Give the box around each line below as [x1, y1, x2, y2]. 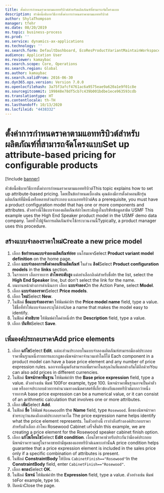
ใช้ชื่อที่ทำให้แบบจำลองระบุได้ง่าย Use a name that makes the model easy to [12, 304, 148, 310]
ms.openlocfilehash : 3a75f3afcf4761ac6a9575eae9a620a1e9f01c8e [5, 84, 137, 89]
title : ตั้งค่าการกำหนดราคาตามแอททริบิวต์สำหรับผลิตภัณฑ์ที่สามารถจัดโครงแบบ [5, 7, 119, 12]
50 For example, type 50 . [12, 477, 60, 483]
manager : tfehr [5, 21, 36, 26]
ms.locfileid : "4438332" [5, 107, 56, 112]
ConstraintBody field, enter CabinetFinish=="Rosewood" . [12, 461, 125, 467]
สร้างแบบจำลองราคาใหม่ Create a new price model [5, 237, 143, 246]
